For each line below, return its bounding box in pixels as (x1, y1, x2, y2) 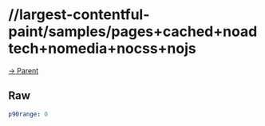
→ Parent (8, 65, 39, 75)
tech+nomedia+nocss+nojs (8, 40, 197, 57)
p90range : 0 (8, 110, 48, 118)
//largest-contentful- (8, 6, 150, 24)
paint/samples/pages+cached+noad (8, 22, 258, 41)
